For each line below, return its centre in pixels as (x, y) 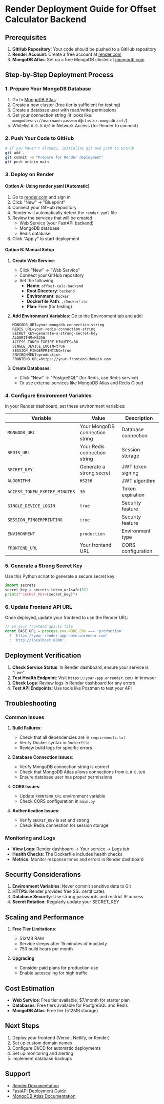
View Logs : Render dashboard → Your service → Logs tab (71, 849)
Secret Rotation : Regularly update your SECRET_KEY (66, 902)
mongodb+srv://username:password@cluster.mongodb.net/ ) (70, 120)
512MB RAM (32, 938)
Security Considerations (43, 874)
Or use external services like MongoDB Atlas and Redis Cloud (81, 383)
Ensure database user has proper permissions (66, 777)
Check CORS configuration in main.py (57, 801)
